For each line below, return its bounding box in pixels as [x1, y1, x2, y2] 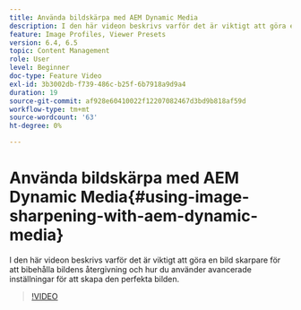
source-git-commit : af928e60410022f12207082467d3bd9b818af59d [9, 96, 246, 106]
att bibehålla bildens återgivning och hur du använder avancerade [9, 263, 253, 274]
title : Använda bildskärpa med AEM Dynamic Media [9, 13, 199, 22]
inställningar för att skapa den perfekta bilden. [9, 273, 180, 284]
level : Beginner [9, 64, 70, 73]
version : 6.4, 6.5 [9, 38, 78, 47]
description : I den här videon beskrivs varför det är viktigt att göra [9, 22, 287, 30]
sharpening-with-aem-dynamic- [9, 206, 258, 227]
